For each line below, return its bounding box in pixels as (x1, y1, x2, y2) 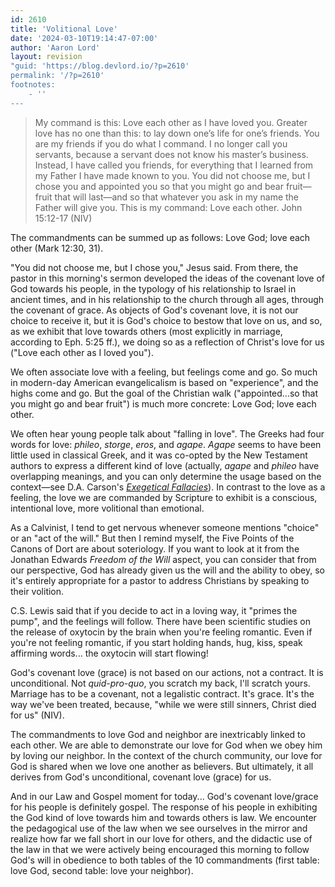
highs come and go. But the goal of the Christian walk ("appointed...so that (10, 387, 318, 399)
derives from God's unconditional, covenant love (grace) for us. (10, 771, 272, 783)
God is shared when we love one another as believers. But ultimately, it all (10, 760, 314, 772)
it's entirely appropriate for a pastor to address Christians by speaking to (10, 574, 310, 586)
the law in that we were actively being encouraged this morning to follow (10, 843, 310, 855)
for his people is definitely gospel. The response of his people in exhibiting (10, 801, 318, 813)
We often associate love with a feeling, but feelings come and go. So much (10, 366, 318, 378)
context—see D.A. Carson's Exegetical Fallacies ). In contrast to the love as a (10, 481, 326, 493)
